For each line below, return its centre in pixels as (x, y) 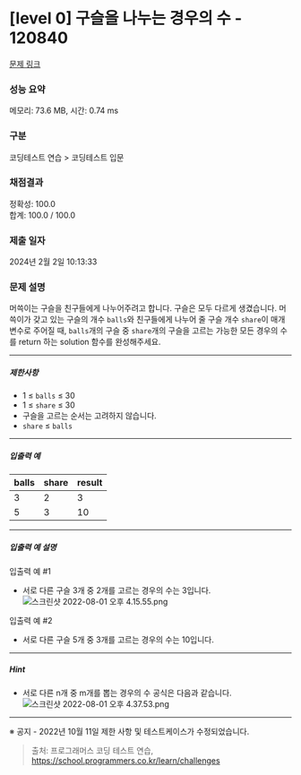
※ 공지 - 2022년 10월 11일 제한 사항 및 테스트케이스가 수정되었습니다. (129, 732)
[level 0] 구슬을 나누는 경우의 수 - (126, 18)
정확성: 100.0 (33, 203)
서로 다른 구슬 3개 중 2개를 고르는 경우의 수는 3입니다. (116, 590)
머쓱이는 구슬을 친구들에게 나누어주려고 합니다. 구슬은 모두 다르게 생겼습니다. (143, 308)
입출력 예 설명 (33, 547)
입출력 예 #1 (30, 572)
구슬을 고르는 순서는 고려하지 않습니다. (89, 416)
